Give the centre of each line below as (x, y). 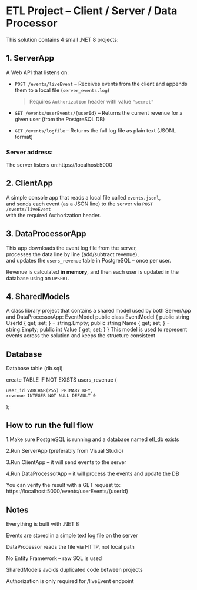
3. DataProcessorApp (46, 234)
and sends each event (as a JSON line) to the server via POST (79, 204)
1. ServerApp (30, 58)
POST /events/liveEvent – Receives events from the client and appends (101, 84)
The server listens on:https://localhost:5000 (59, 165)
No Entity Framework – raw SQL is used (54, 558)
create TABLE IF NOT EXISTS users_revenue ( (61, 380)
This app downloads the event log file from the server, (71, 248)
